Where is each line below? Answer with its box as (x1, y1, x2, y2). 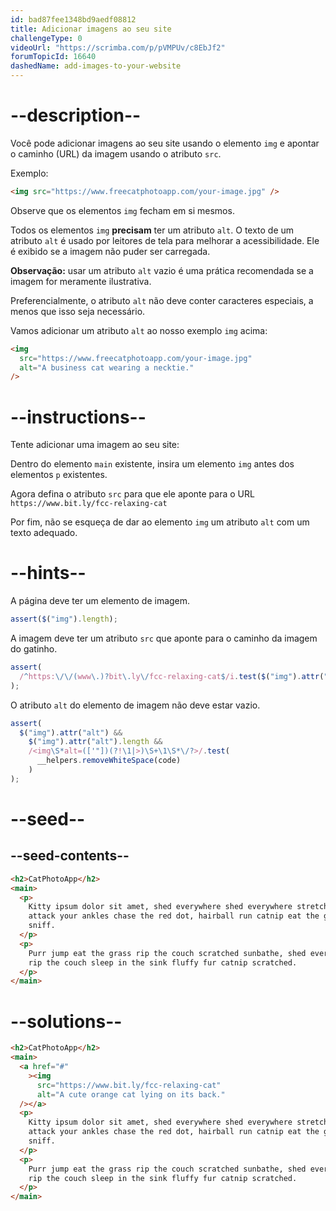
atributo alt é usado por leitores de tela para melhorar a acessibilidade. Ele (10, 234, 320, 246)
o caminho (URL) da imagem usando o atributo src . (10, 147, 222, 160)
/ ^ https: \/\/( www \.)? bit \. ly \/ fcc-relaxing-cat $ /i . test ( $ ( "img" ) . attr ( (19, 671, 325, 681)
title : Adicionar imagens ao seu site (10, 24, 172, 34)
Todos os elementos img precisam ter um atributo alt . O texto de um (10, 224, 295, 236)
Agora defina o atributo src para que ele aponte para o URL (10, 488, 255, 500)
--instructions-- (10, 406, 147, 428)
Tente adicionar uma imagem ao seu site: (10, 439, 180, 451)
